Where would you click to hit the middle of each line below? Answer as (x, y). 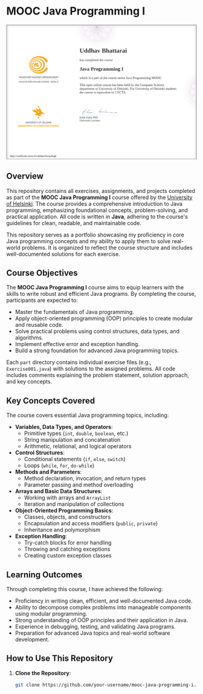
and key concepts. (29, 382)
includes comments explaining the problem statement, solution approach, (98, 375)
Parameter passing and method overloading (79, 485)
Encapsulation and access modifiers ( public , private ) (91, 523)
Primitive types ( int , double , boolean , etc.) (76, 433)
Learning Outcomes (44, 575)
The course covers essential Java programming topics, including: (88, 415)
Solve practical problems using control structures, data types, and (97, 332)
